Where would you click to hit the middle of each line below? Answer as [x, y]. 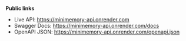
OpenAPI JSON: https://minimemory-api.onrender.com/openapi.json [97, 32]
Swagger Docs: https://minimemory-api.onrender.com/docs [87, 26]
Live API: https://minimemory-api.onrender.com [72, 19]
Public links [20, 8]
